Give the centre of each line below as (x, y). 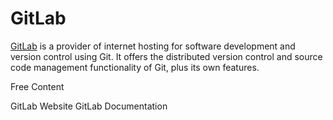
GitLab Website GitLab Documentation (89, 106)
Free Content (37, 86)
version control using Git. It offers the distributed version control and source (166, 56)
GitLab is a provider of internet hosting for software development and (153, 46)
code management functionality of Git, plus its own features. (135, 67)
